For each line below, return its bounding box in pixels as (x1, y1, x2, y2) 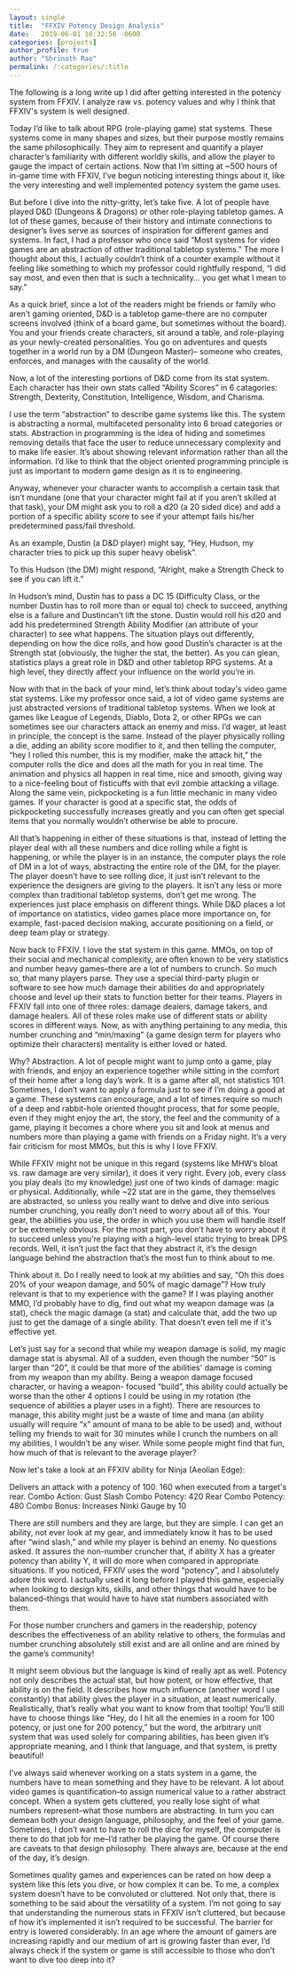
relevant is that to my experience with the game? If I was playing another (9, 1288, 275, 1299)
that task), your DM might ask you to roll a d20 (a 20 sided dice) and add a (9, 501, 281, 511)
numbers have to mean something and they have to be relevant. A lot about (9, 1777, 285, 1788)
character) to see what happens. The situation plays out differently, (9, 628, 254, 639)
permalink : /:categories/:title (9, 63, 129, 72)
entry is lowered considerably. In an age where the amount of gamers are (9, 1926, 277, 1937)
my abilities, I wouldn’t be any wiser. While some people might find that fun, (9, 1438, 285, 1448)
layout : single (9, 12, 66, 22)
